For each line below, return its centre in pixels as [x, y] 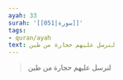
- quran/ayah [30, 38]
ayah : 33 [23, 15]
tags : [17, 30]
